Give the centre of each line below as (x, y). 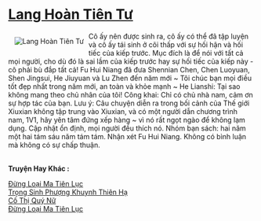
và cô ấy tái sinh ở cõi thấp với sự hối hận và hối (166, 44)
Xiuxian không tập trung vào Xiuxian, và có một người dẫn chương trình (123, 111)
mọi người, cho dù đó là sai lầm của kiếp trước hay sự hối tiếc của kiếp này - (131, 61)
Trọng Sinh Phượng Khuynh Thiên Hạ (68, 192)
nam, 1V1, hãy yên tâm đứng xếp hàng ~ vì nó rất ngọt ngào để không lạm (127, 120)
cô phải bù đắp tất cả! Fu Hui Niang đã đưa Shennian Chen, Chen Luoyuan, (129, 69)
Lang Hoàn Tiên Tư (71, 15)
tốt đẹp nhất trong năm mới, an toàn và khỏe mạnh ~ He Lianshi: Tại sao (124, 86)
